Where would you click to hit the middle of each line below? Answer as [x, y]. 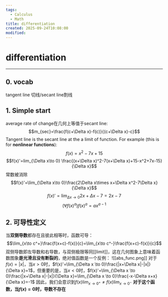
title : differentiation [30, 24]
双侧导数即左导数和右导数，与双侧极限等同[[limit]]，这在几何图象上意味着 [81, 252]
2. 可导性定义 [26, 223]
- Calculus [21, 14]
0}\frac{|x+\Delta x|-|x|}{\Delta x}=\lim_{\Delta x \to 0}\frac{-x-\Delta [76, 276]
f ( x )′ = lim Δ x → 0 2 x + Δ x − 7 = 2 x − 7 [84, 196]
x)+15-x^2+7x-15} [144, 161]
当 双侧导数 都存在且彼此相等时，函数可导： [49, 235]
